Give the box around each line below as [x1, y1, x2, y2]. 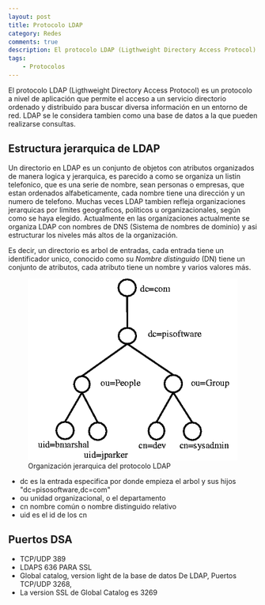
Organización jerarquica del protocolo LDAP [28, 461, 172, 471]
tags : [8, 55, 26, 62]
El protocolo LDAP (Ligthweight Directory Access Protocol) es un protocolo [8, 85, 253, 95]
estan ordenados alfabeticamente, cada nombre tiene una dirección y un [8, 188, 245, 198]
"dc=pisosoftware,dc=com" [19, 485, 111, 494]
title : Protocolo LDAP [8, 21, 83, 29]
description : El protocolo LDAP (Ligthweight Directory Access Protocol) [8, 46, 257, 55]
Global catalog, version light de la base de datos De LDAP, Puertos [19, 570, 237, 580]
